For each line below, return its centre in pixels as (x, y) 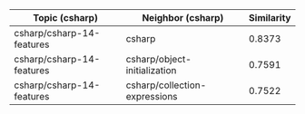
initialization (151, 70)
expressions (152, 96)
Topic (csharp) (65, 18)
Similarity (270, 18)
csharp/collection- (166, 85)
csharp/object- (159, 59)
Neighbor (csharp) (183, 18)
